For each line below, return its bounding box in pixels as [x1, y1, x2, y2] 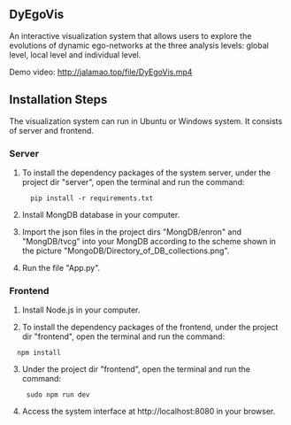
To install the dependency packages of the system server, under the [21, 167, 272, 178]
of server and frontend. [9, 125, 95, 135]
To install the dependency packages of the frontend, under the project [21, 322, 279, 333]
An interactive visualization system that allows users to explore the [9, 30, 252, 41]
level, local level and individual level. [9, 49, 142, 60]
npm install [17, 349, 62, 358]
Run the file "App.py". [21, 262, 101, 273]
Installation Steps [9, 92, 108, 107]
